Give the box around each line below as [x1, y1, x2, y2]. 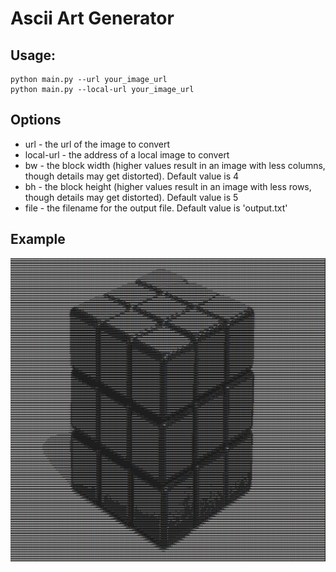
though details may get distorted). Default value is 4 [24, 170, 240, 182]
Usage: [10, 47, 57, 64]
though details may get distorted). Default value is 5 [24, 191, 239, 203]
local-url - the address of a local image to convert [24, 148, 230, 161]
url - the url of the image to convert [24, 138, 171, 150]
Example [10, 231, 66, 248]
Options [10, 112, 62, 129]
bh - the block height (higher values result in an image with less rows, [24, 180, 312, 192]
